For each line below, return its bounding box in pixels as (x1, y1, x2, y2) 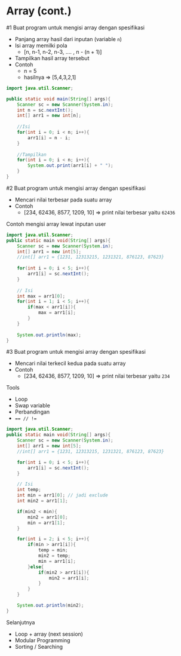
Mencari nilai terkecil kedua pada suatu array (14, 360, 126, 367)
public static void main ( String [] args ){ (6, 96, 111, 102)
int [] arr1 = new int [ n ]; (17, 112, 82, 119)
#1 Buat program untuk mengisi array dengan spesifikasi (6, 24, 145, 31)
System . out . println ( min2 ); (17, 602, 84, 609)
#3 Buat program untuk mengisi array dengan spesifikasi (6, 348, 146, 355)
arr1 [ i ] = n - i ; (27, 134, 70, 141)
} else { (27, 563, 44, 570)
